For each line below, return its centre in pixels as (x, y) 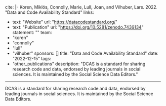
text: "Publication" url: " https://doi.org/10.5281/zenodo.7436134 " (78, 27)
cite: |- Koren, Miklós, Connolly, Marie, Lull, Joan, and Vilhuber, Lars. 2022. (81, 7)
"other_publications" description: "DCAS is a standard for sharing (79, 64)
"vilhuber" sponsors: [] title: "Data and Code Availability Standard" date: (85, 53)
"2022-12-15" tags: (32, 58)
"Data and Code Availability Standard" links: (50, 12)
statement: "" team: (32, 32)
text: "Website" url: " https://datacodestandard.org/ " (65, 22)
